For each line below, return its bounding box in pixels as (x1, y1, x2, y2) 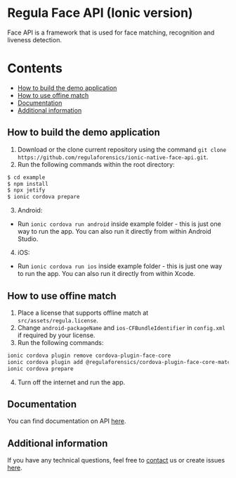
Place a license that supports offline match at (17, 308, 149, 317)
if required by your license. (17, 331, 96, 339)
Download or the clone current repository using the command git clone (17, 145, 227, 153)
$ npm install (7, 180, 49, 187)
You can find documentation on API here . (7, 417, 126, 425)
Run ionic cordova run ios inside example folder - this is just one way (17, 262, 223, 270)
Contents (7, 61, 63, 77)
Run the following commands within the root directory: (17, 160, 175, 168)
